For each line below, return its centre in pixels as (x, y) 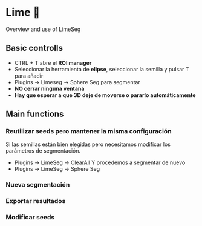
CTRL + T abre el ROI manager (53, 62)
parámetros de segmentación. (43, 151)
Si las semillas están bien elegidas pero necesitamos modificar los (88, 144)
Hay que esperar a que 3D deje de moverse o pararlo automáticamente (105, 95)
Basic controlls (34, 48)
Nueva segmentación (38, 185)
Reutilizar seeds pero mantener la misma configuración (89, 131)
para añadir (29, 76)
